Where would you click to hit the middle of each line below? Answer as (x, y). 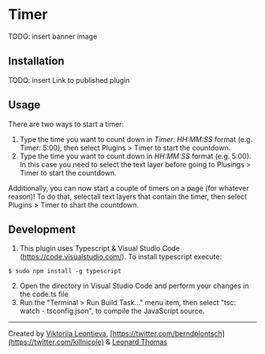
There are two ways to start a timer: (66, 124)
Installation (36, 61)
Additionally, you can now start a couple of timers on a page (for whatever (129, 188)
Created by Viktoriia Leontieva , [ (60, 334)
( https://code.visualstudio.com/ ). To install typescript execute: (121, 257)
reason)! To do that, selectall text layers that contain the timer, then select (127, 196)
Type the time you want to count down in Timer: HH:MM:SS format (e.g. (136, 139)
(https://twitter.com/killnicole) (56, 342)
